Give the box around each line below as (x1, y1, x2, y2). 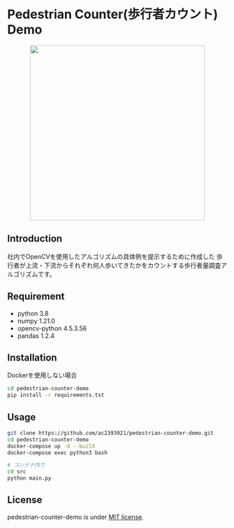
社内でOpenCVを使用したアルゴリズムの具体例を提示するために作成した (7, 252, 215, 260)
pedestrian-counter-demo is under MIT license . (7, 513, 145, 521)
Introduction (7, 232, 63, 245)
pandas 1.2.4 (17, 331, 54, 340)
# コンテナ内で (7, 461, 45, 469)
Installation (7, 352, 57, 363)
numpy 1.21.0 (17, 317, 56, 325)
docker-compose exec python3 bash (7, 449, 108, 456)
